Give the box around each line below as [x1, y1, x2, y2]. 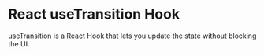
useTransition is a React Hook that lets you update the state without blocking [8, 31, 257, 40]
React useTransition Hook [8, 5, 180, 23]
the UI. [8, 39, 30, 48]
